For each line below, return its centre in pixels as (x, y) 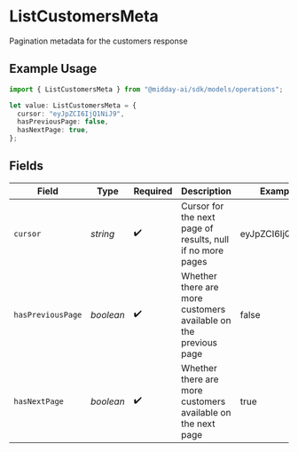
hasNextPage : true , (53, 131)
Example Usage (53, 69)
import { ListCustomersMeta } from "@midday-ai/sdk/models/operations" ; (146, 89)
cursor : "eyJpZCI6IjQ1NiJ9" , (71, 114)
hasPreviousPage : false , (63, 122)
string (102, 234)
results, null (205, 239)
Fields (27, 166)
